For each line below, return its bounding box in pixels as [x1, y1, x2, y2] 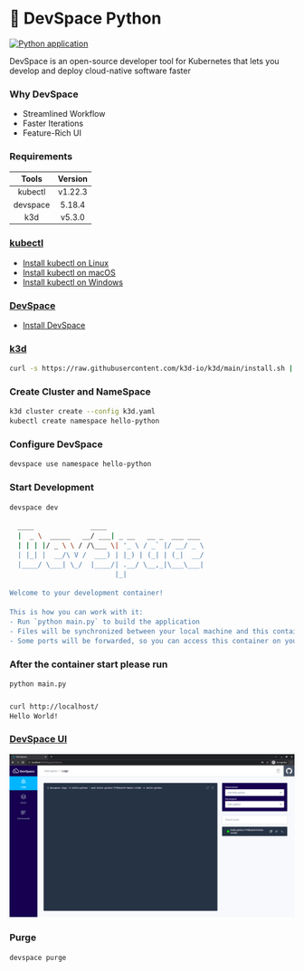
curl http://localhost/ [9, 701, 100, 711]
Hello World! [9, 711, 59, 720]
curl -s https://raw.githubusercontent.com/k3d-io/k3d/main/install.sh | [9, 364, 294, 374]
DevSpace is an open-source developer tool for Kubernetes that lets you [9, 55, 280, 66]
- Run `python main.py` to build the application [9, 617, 201, 627]
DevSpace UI [9, 733, 68, 746]
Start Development [9, 481, 95, 494]
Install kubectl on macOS [22, 267, 116, 278]
